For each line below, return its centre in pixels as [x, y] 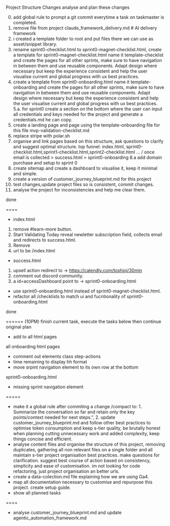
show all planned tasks [37, 493]
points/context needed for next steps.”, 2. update [64, 417]
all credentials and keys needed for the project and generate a [78, 114]
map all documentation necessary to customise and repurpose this [83, 482]
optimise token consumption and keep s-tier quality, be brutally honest [87, 428]
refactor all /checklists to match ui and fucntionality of [69, 296]
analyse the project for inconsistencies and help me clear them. [79, 190]
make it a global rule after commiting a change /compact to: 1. [77, 406]
